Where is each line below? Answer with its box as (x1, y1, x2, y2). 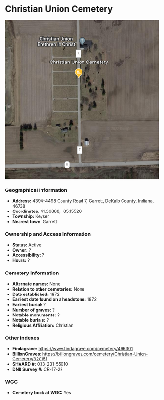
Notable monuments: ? (12, 312, 60, 318)
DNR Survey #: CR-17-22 (12, 366, 63, 372)
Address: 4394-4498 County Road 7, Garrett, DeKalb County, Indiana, (12, 198, 154, 204)
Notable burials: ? (12, 317, 49, 323)
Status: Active (12, 242, 41, 248)
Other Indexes (5, 335, 40, 341)
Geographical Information (5, 187, 67, 193)
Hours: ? (12, 257, 30, 263)
